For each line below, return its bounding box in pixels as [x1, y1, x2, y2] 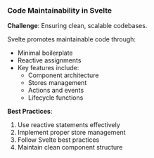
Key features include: [17, 64, 79, 72]
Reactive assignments [17, 56, 82, 65]
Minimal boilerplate [17, 48, 73, 58]
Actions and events [27, 86, 84, 95]
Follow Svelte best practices [17, 136, 100, 144]
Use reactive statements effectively [17, 121, 121, 129]
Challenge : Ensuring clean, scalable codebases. [7, 22, 148, 30]
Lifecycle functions [27, 93, 84, 102]
